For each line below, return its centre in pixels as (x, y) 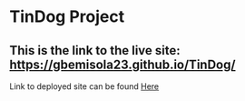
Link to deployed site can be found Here (84, 86)
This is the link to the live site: (95, 50)
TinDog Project (67, 17)
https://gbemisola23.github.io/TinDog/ (122, 64)
